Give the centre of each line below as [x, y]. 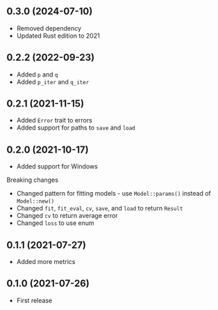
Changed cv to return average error [67, 216]
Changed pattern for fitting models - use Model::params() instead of [114, 194]
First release [34, 300]
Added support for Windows [57, 166]
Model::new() [35, 201]
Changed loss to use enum [55, 223]
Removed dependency [49, 28]
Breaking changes [32, 180]
